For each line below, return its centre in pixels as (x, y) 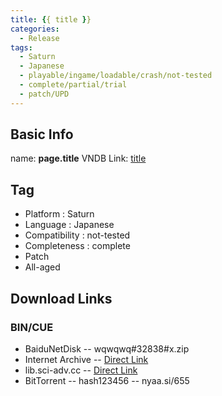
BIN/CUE (32, 327)
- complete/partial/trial (73, 85)
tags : (21, 47)
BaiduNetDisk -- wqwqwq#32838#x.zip (107, 348)
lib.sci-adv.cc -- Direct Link (81, 370)
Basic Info (42, 134)
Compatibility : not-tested (77, 235)
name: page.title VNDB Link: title (78, 158)
